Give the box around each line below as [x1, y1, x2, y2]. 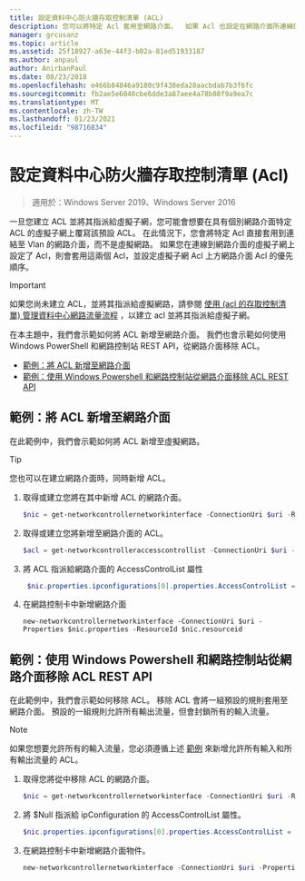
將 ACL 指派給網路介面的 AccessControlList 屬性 [22, 563, 204, 574]
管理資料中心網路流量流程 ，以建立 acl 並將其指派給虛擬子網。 [22, 310, 256, 321]
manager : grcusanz [9, 30, 79, 39]
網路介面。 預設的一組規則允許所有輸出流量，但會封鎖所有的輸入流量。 [9, 706, 274, 718]
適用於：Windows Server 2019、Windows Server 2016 [31, 196, 236, 207]
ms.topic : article [9, 38, 79, 48]
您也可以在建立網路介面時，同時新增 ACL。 [9, 472, 171, 483]
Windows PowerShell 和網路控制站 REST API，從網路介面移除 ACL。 [9, 340, 265, 351]
